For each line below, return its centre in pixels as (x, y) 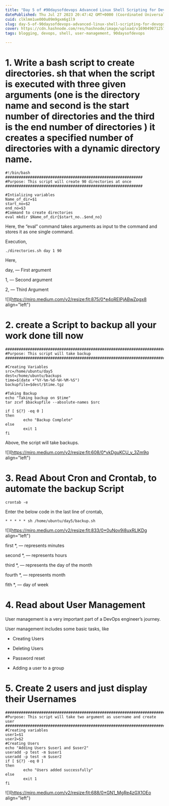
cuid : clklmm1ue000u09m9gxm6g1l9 (40, 19)
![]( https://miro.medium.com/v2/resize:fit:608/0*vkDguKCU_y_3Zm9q (77, 452)
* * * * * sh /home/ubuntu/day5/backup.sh (50, 521)
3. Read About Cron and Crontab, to (81, 478)
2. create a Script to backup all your (81, 325)
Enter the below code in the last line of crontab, (54, 512)
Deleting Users (28, 648)
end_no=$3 (16, 208)
